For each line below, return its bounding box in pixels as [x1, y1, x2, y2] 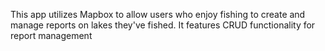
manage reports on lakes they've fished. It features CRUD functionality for [10, 19, 316, 31]
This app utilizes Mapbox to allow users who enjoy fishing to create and [10, 9, 306, 20]
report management [10, 30, 93, 41]
